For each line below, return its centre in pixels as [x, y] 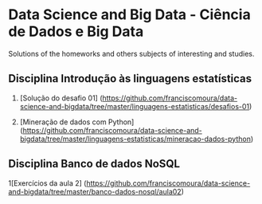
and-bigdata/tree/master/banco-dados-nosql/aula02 [95, 191]
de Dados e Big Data [76, 31]
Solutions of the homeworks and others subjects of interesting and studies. [131, 53]
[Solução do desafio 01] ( [61, 98]
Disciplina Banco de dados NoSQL [94, 164]
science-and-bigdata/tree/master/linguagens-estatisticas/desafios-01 [134, 106]
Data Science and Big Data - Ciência [129, 15]
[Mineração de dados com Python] [77, 122]
